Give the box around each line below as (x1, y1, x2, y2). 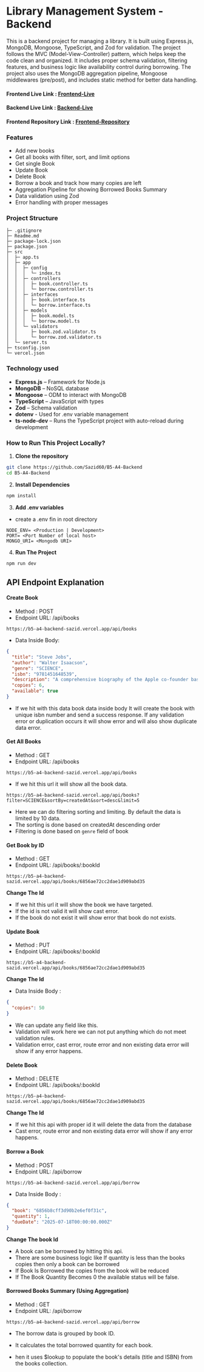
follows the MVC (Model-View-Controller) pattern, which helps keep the (6, 50, 186, 57)
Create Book (6, 594, 38, 601)
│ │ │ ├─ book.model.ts (6, 313, 75, 319)
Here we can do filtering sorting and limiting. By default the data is (15, 808, 181, 816)
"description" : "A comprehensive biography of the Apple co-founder (12, 677, 189, 683)
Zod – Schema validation (15, 404, 78, 411)
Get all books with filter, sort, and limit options (15, 153, 131, 161)
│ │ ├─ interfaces (6, 292, 59, 298)
